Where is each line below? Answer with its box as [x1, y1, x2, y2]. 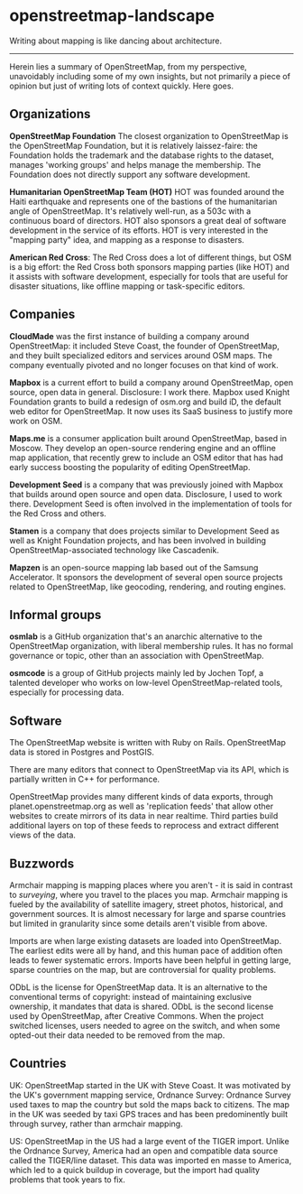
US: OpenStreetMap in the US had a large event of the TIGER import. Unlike [9, 1135, 290, 1146]
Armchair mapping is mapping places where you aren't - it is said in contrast [9, 880, 293, 890]
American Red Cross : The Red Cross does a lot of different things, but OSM [9, 252, 292, 263]
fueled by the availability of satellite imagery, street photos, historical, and [9, 899, 284, 910]
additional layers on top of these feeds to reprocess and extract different [9, 820, 280, 831]
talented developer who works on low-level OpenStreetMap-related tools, [9, 678, 283, 689]
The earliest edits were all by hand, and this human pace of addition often [9, 945, 283, 956]
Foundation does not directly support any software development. [9, 169, 251, 180]
